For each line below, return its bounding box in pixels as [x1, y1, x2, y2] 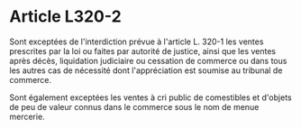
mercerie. [9, 111, 45, 122]
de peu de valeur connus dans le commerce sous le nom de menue [9, 101, 260, 112]
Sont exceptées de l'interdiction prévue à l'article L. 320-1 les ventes [9, 36, 264, 47]
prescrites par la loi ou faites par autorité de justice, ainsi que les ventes [9, 45, 277, 56]
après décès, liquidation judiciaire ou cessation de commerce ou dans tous [9, 55, 287, 66]
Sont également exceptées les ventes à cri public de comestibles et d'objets [9, 92, 292, 103]
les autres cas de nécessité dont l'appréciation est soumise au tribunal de [9, 65, 283, 76]
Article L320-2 [9, 6, 122, 27]
